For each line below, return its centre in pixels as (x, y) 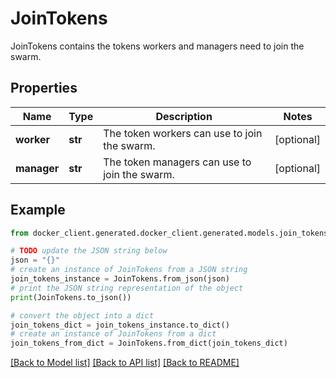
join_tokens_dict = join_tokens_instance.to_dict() (120, 325)
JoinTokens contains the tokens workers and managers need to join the (157, 46)
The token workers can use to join (183, 133)
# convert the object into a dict (82, 315)
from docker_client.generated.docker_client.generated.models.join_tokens (169, 233)
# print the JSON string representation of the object (127, 288)
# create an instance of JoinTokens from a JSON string (129, 270)
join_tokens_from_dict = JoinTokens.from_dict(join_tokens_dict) (149, 343)
